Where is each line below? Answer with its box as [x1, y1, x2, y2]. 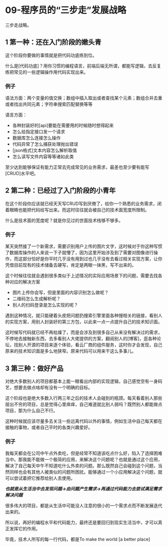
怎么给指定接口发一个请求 [12, 129, 65, 135]
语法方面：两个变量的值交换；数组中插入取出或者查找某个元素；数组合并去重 [5, 95, 163, 101]
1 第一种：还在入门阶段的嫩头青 [5, 38, 102, 46]
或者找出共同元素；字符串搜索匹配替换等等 [5, 101, 93, 107]
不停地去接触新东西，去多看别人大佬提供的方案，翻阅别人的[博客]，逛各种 [5, 336, 157, 342]
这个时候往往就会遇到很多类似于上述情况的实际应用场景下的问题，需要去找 [5, 273, 158, 279]
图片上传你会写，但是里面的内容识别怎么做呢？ [12, 290, 109, 296]
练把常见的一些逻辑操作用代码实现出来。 [5, 69, 88, 75]
